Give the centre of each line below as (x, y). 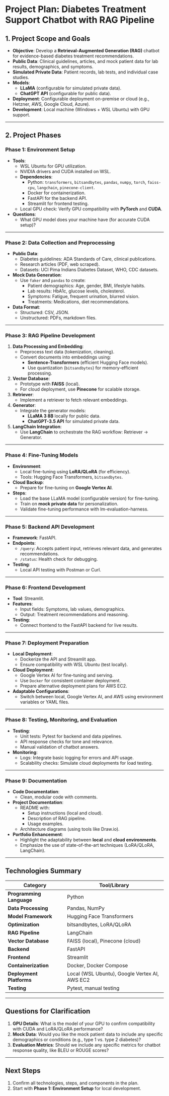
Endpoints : (24, 543)
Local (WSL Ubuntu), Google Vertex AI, (113, 974)
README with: (35, 808)
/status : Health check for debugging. (59, 559)
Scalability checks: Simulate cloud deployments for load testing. (86, 763)
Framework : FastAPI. (34, 538)
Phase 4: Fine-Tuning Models (42, 455)
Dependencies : (36, 177)
